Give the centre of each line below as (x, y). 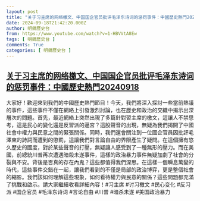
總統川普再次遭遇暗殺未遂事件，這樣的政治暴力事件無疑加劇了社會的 (105, 155)
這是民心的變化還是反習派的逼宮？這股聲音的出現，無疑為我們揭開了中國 (105, 125)
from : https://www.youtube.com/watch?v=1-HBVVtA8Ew (71, 34)
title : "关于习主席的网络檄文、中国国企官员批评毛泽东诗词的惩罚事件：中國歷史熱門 (97, 17)
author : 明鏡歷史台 (28, 28)
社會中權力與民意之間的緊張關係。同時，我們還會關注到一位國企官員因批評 (97, 132)
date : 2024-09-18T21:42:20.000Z (46, 23)
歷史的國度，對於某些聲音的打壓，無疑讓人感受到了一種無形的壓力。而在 (100, 147)
